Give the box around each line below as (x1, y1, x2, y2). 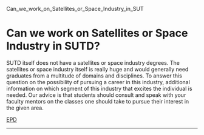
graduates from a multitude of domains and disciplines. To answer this (6, 72, 182, 79)
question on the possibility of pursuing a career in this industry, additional (6, 78, 190, 85)
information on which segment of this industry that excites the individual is (6, 85, 192, 92)
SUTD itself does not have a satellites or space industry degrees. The (6, 59, 180, 66)
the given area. (6, 104, 44, 111)
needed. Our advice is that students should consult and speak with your (6, 91, 186, 99)
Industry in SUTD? (6, 39, 100, 53)
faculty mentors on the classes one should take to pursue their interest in (6, 97, 189, 105)
